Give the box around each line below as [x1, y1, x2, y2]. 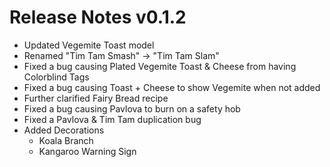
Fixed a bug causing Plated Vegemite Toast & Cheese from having [23, 60, 297, 72]
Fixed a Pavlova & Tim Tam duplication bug [23, 113, 202, 125]
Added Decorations [23, 124, 105, 136]
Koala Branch [38, 134, 94, 146]
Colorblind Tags [23, 71, 90, 83]
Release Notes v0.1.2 [9, 6, 187, 29]
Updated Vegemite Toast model [23, 39, 155, 51]
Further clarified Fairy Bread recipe [23, 92, 169, 104]
